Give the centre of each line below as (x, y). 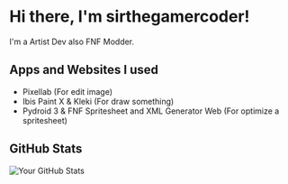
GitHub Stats (46, 149)
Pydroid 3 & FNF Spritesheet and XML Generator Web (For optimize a (151, 111)
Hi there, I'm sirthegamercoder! (130, 17)
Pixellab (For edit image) (67, 91)
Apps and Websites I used (84, 70)
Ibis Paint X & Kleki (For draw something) (98, 101)
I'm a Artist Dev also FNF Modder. (72, 41)
